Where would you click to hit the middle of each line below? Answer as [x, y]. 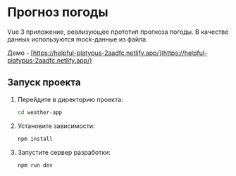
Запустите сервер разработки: [64, 152]
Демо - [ [20, 53]
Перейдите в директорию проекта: [70, 99]
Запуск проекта [44, 83]
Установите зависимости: [56, 126]
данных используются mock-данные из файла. [77, 39]
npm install [35, 139]
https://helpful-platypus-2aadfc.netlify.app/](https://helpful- [120, 53]
